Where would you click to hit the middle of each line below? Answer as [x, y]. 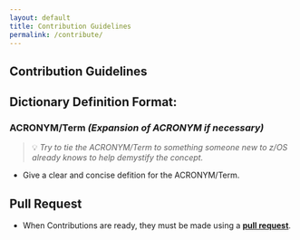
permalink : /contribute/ [56, 34]
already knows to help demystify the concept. [117, 158]
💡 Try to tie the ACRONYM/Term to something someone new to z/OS [160, 148]
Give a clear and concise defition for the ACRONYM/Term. [131, 175]
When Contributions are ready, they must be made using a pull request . [157, 226]
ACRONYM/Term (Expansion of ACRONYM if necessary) [137, 128]
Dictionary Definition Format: [93, 102]
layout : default [40, 18]
